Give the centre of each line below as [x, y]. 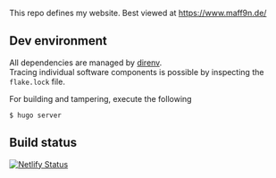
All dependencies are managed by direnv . [86, 63]
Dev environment [58, 41]
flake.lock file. [37, 81]
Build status [43, 143]
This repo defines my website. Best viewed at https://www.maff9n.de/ [138, 13]
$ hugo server [36, 115]
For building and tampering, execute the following [100, 98]
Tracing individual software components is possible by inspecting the [137, 72]
